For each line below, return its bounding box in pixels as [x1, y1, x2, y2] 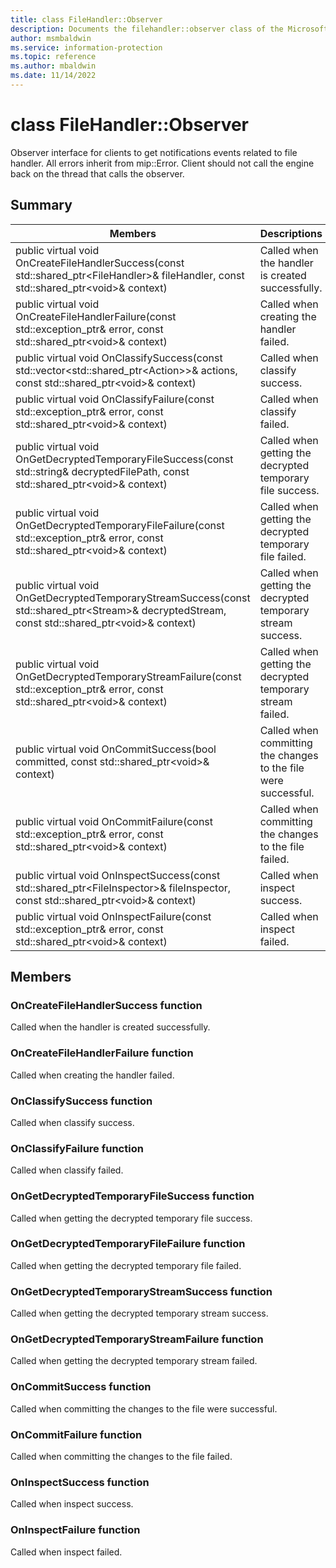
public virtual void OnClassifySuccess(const [15, 351, 223, 365]
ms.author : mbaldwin [10, 61, 97, 71]
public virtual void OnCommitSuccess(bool [15, 742, 217, 756]
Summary [10, 197, 73, 214]
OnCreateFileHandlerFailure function [10, 1046, 194, 1060]
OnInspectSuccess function [10, 1475, 150, 1489]
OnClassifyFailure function [10, 1141, 144, 1155]
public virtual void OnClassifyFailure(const [15, 392, 215, 406]
